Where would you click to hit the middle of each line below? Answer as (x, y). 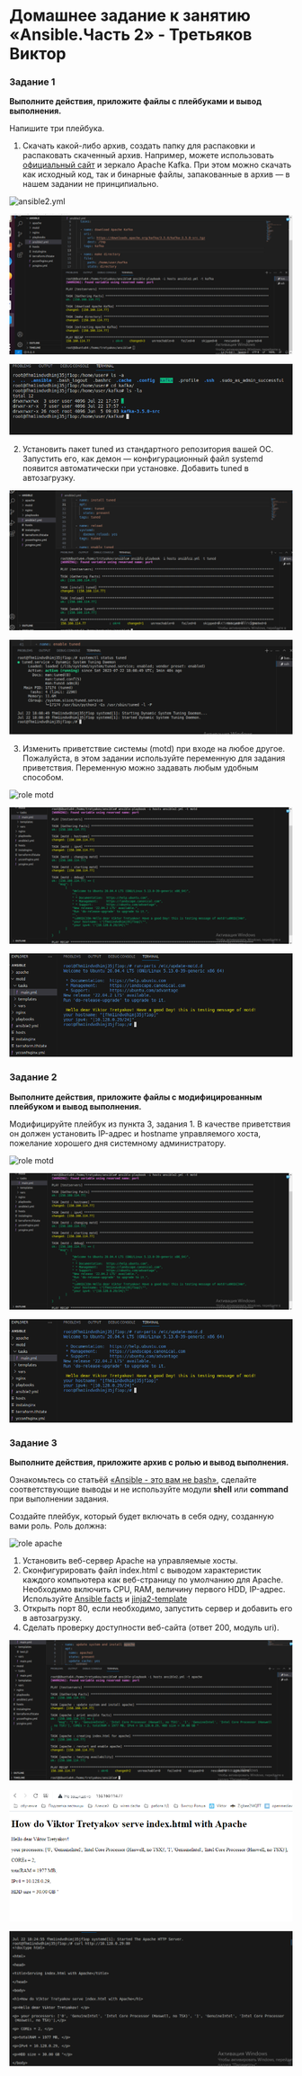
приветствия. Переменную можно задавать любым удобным (140, 768)
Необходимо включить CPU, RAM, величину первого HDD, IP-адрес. (154, 1589)
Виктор (38, 54)
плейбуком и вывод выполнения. (75, 1106)
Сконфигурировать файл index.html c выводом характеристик (142, 1570)
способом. (43, 778)
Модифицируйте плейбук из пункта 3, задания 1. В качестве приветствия (150, 1124)
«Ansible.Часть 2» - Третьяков (131, 35)
